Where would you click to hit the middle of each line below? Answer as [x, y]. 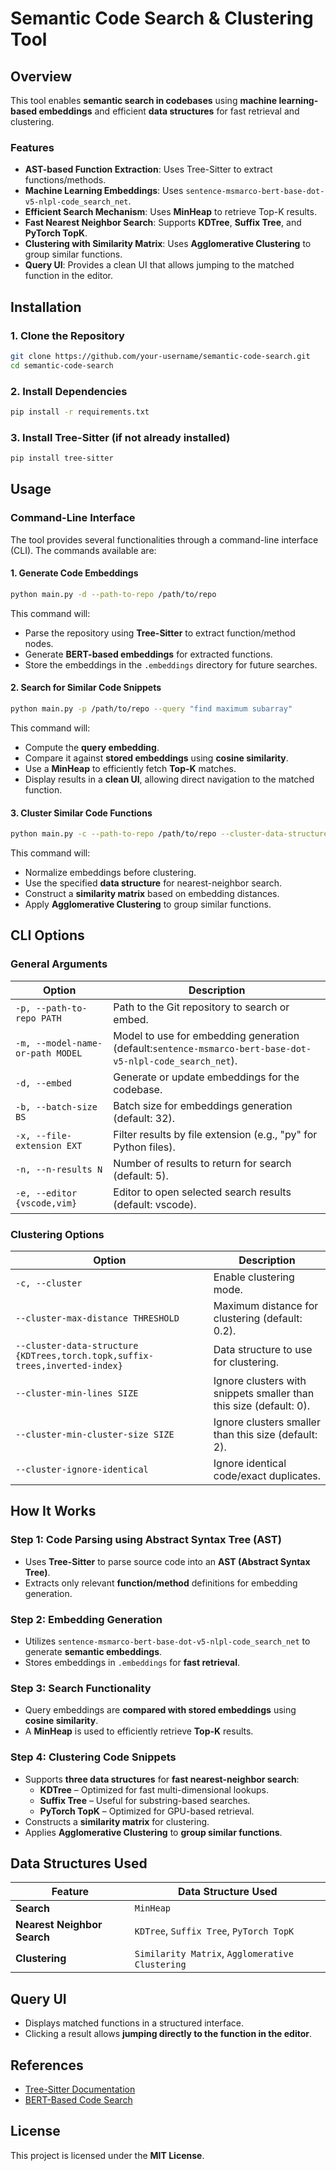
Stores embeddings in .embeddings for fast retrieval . [132, 1662]
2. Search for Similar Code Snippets [86, 688]
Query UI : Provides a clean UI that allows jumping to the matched [159, 265]
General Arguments [59, 964]
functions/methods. [65, 180]
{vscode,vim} [46, 1203]
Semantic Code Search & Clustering [162, 18]
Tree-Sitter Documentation [80, 2089]
